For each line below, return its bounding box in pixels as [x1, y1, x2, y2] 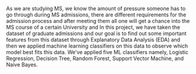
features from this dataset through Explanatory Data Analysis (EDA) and [6, 36, 181, 43]
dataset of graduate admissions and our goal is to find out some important [6, 30, 187, 37]
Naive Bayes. [6, 61, 38, 68]
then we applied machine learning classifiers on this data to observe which [6, 42, 188, 49]
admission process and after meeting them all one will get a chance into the [6, 18, 190, 24]
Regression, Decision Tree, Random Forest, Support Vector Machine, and [6, 55, 184, 62]
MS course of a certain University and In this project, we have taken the [6, 23, 181, 31]
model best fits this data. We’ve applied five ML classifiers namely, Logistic [6, 49, 189, 55]
